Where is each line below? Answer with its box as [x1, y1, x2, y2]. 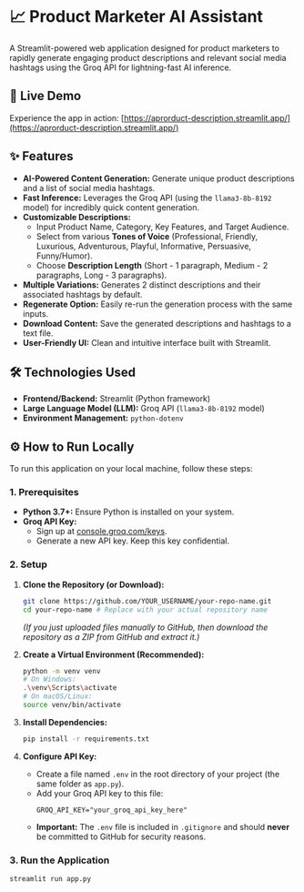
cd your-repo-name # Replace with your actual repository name [22, 605, 269, 614]
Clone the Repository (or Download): [22, 579, 165, 590]
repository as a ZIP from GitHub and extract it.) [22, 631, 200, 642]
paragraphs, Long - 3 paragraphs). [35, 269, 167, 280]
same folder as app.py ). [35, 778, 125, 789]
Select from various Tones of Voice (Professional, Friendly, [35, 230, 258, 241]
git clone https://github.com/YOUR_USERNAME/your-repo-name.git [22, 596, 272, 605]
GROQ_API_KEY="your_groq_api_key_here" [35, 806, 188, 815]
